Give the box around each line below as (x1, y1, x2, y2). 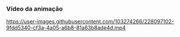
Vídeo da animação (6, 5, 64, 13)
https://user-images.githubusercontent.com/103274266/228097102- (6, 18, 174, 25)
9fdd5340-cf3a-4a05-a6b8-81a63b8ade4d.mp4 (6, 24, 126, 31)
